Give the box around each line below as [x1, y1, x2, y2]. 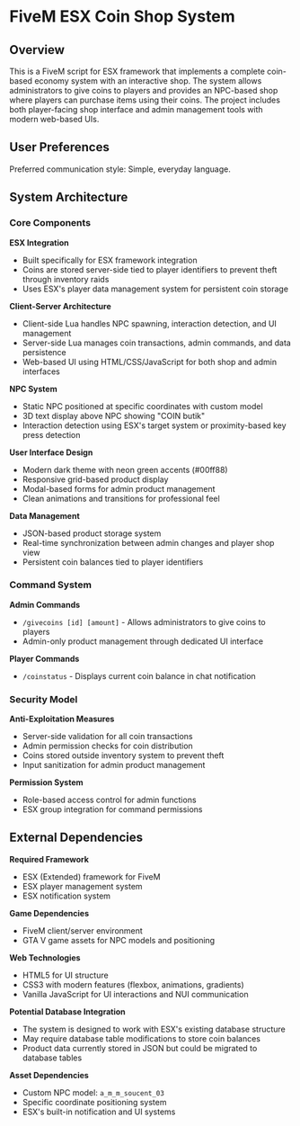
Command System [9, 578, 93, 591]
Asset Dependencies [9, 1069, 90, 1080]
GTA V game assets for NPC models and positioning [22, 934, 216, 945]
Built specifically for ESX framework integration [22, 255, 198, 265]
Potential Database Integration [9, 1005, 126, 1017]
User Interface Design [9, 447, 93, 458]
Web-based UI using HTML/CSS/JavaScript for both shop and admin [22, 356, 277, 367]
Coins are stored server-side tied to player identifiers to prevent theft [22, 264, 278, 275]
